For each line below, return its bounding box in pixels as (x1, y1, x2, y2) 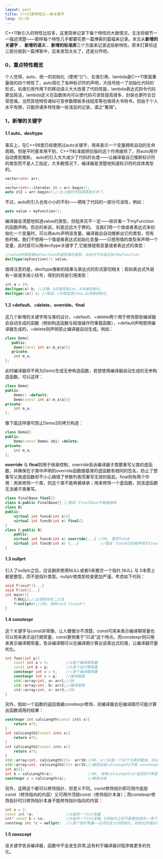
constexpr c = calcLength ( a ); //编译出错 (5, 776, 107, 781)
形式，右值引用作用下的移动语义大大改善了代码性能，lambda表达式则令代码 (5, 86, 156, 91)
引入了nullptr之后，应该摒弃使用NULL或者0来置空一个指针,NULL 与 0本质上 (5, 568, 155, 573)
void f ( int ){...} (5, 588, 40, 592)
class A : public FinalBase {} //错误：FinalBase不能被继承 (5, 501, 117, 505)
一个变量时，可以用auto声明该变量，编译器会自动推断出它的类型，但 (13, 231, 150, 236)
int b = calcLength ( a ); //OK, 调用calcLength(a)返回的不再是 (5, 771, 158, 776)
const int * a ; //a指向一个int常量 (5, 812, 101, 817)
